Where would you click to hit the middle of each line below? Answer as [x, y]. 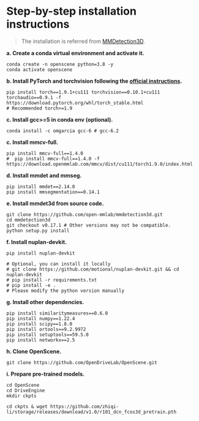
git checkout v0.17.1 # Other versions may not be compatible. [89, 225]
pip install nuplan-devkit [41, 253]
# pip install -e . [31, 285]
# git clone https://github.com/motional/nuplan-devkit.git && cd [93, 269]
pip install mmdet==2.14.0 [41, 187]
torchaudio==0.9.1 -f [34, 97]
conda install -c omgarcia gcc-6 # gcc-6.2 [63, 131]
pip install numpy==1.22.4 [41, 319]
